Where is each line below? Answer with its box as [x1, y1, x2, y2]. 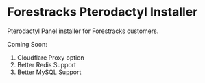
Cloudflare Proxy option [16, 53, 84, 62]
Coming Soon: [7, 40, 48, 48]
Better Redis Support [16, 60, 77, 69]
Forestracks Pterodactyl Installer [7, 4, 198, 20]
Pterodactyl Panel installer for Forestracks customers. [7, 27, 159, 35]
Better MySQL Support [16, 68, 82, 76]
